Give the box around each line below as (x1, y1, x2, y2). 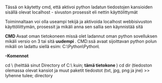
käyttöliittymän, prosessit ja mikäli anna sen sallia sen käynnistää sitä (5, 24, 144, 30)
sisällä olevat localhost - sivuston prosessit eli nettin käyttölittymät (5, 9, 138, 15)
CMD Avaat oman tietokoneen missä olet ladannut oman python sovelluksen (5, 33, 157, 39)
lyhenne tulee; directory (5, 73, 53, 78)
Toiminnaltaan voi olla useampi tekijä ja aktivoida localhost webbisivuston (5, 19, 152, 24)
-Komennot (5, 53, 29, 59)
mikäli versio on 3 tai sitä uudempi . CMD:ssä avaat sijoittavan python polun (5, 38, 157, 44)
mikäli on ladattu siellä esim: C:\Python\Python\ (5, 44, 100, 49)
